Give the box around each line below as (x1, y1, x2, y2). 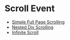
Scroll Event (4, 3, 55, 14)
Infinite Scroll (11, 29, 39, 35)
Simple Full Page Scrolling (11, 19, 65, 25)
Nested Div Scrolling (11, 24, 54, 30)
